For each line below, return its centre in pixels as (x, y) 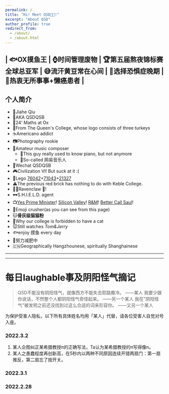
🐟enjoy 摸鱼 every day (37, 233)
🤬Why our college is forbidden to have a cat (58, 221)
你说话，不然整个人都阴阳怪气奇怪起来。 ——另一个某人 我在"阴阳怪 (88, 299)
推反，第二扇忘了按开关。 (39, 360)
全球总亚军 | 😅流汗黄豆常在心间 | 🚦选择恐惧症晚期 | (84, 71)
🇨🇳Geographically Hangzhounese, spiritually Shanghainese (75, 246)
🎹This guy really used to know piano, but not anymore (76, 154)
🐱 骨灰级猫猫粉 (28, 216)
